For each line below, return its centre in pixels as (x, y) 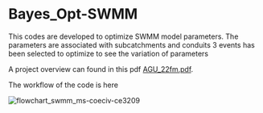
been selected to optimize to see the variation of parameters (109, 53)
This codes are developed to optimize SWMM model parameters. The (123, 36)
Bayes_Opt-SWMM (73, 14)
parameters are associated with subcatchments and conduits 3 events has (131, 44)
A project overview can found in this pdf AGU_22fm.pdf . (101, 69)
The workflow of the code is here (64, 85)
